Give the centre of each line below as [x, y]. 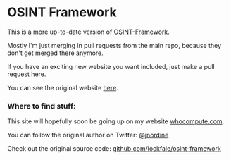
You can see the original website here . [63, 87]
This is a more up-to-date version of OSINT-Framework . [89, 32]
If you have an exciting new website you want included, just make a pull [111, 66]
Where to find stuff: [42, 106]
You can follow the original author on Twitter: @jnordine [88, 135]
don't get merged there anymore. [55, 53]
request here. [27, 74]
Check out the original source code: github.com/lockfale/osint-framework [114, 149]
